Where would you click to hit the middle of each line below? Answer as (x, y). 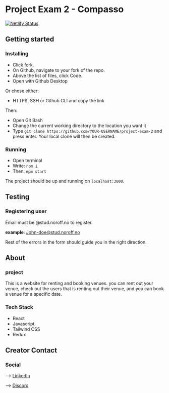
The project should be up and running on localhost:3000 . (65, 181)
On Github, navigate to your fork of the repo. (59, 70)
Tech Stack (19, 307)
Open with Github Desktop (40, 81)
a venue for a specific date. (34, 294)
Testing (17, 197)
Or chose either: (22, 91)
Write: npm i (25, 166)
